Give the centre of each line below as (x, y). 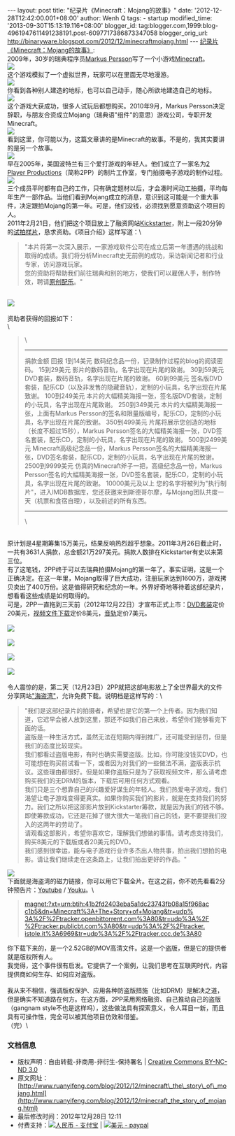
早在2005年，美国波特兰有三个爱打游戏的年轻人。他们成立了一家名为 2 (109, 164)
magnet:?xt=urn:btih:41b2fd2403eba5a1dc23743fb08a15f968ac (117, 904)
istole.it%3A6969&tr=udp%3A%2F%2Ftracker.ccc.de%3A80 (113, 933)
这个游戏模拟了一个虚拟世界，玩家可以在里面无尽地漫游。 (90, 74)
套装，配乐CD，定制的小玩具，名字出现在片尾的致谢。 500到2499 (126, 440)
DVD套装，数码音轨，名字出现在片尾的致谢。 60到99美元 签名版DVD (123, 378)
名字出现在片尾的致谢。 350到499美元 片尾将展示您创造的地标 (127, 422)
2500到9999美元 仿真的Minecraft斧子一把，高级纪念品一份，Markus (123, 466)
